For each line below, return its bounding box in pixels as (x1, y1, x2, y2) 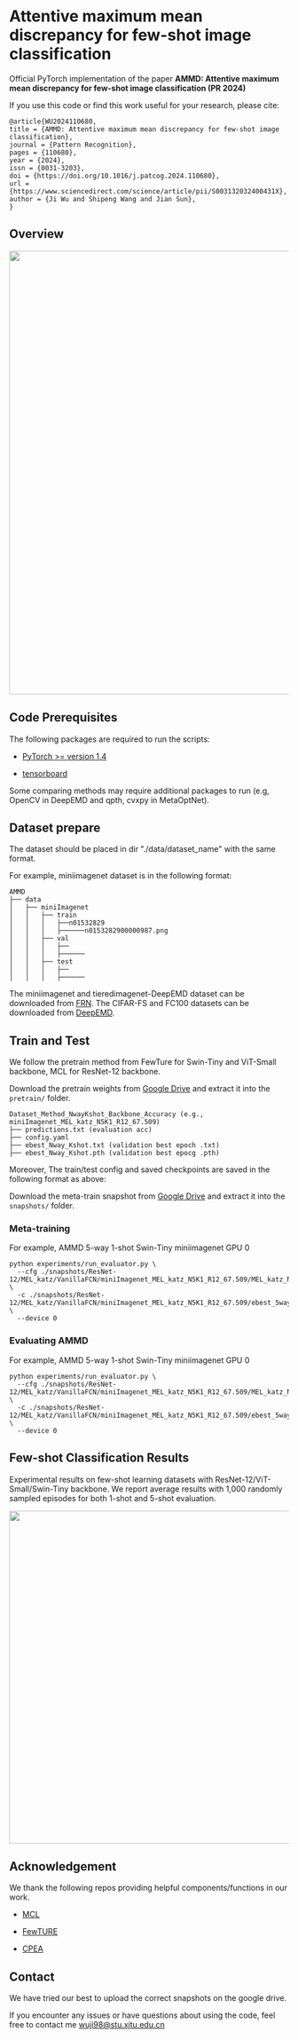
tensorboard (21, 768, 68, 778)
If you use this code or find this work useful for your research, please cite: (9, 99, 279, 110)
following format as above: (9, 1174, 106, 1185)
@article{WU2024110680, (9, 117, 98, 126)
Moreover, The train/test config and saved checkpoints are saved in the (9, 1164, 271, 1175)
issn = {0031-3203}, (9, 163, 86, 172)
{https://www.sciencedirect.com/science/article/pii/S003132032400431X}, (9, 186, 288, 196)
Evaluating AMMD (9, 1334, 89, 1347)
